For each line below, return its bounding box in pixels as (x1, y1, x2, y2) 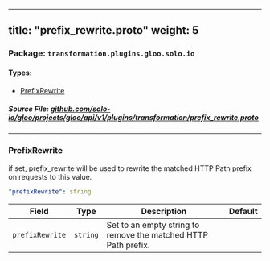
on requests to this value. (8, 172, 92, 181)
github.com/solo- (50, 104, 111, 114)
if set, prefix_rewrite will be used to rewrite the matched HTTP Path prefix (8, 163, 252, 173)
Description (141, 205, 187, 217)
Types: (8, 68, 32, 77)
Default (228, 205, 258, 217)
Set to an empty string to (106, 219, 200, 230)
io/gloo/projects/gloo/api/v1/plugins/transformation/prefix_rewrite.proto (8, 113, 260, 122)
